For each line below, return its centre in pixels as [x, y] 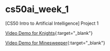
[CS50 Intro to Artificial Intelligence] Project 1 [52, 23]
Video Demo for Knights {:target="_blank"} [49, 33]
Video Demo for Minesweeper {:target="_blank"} [55, 43]
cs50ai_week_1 [37, 9]
